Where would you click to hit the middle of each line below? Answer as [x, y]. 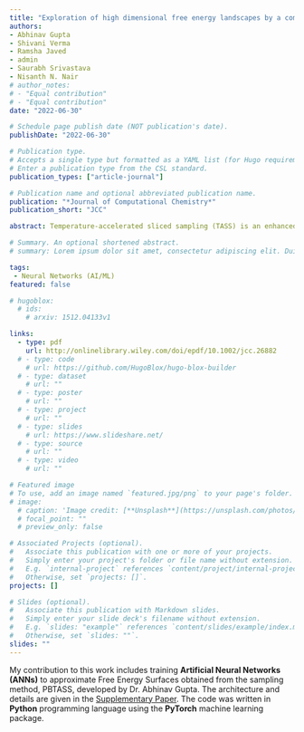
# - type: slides [50, 427]
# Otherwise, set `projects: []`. [78, 577]
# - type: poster [50, 393]
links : [22, 334]
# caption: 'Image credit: [68, 510]
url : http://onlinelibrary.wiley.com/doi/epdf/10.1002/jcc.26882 [152, 351]
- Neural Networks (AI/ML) [64, 276]
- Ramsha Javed [38, 52]
